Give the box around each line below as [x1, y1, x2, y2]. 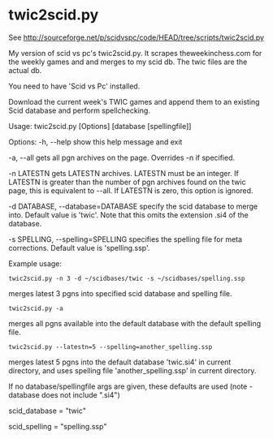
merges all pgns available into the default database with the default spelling [8, 318, 262, 328]
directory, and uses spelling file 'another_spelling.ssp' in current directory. [8, 365, 257, 375]
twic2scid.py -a [8, 304, 63, 312]
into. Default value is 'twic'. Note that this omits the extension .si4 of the [8, 209, 249, 220]
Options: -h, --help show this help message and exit [8, 136, 183, 147]
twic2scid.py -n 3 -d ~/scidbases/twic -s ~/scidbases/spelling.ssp [8, 274, 245, 282]
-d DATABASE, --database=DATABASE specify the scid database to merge [8, 201, 258, 211]
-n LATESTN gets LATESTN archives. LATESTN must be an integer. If [8, 168, 240, 178]
